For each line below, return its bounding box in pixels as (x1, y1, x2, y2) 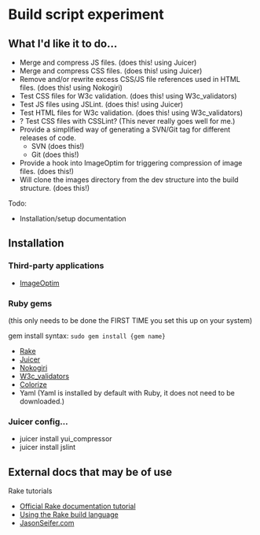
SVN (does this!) (31, 142, 85, 150)
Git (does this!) (31, 150, 80, 159)
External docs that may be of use (8, 465, 173, 478)
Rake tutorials (8, 486, 53, 496)
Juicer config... (8, 416, 68, 427)
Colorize (19, 380, 47, 389)
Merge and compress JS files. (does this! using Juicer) (19, 58, 197, 67)
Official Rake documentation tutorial (19, 502, 136, 511)
